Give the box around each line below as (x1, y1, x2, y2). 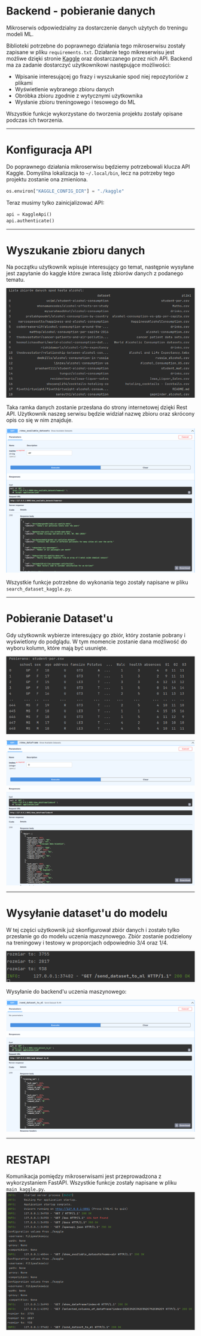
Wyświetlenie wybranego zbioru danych (14, 85, 115, 93)
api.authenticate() (6, 217, 55, 223)
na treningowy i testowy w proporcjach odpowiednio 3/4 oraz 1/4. (6, 939, 169, 946)
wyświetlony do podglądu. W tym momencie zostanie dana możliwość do (6, 638, 187, 645)
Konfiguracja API (6, 143, 92, 157)
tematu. (6, 276, 25, 284)
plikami (14, 79, 33, 87)
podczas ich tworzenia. (6, 116, 64, 124)
